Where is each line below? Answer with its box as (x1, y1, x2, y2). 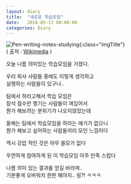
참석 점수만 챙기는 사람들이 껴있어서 (6, 100, 88, 107)
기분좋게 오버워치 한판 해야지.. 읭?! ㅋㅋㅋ (6, 172, 101, 179)
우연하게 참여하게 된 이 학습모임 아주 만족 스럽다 (6, 152, 116, 159)
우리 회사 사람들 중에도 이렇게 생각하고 (6, 73, 94, 80)
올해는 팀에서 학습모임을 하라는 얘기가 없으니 (6, 120, 109, 127)
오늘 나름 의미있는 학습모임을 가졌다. (6, 60, 89, 67)
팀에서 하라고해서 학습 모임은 (6, 93, 72, 100)
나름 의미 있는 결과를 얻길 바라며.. (6, 165, 83, 172)
